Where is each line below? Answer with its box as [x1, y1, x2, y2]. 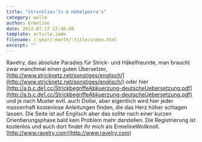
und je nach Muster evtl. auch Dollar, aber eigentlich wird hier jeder [6, 97, 174, 104]
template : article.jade [6, 31, 67, 37]
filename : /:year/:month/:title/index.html [6, 37, 118, 43]
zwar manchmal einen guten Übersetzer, [6, 65, 108, 72]
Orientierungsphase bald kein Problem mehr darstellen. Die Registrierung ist [6, 116, 196, 123]
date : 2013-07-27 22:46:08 [6, 25, 74, 32]
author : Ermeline [6, 20, 50, 26]
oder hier [126, 78, 149, 85]
